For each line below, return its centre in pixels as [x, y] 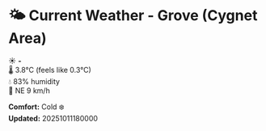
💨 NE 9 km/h [29, 91]
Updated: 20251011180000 [53, 118]
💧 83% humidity [34, 81]
